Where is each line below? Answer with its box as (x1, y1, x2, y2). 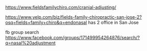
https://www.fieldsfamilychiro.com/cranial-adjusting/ (5, 5, 116, 10)
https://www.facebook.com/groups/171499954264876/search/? (5, 35, 140, 40)
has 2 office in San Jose (88, 20, 139, 25)
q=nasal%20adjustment (5, 40, 56, 46)
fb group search (5, 29, 39, 35)
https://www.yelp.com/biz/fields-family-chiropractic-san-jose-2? (5, 14, 142, 20)
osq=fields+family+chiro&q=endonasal (5, 20, 87, 25)
